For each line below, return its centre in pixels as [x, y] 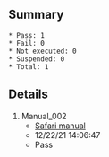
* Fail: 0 [27, 43]
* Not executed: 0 [42, 51]
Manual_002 [44, 116]
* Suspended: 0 [37, 59]
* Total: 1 [29, 66]
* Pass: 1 [27, 35]
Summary [36, 15]
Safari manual [60, 126]
